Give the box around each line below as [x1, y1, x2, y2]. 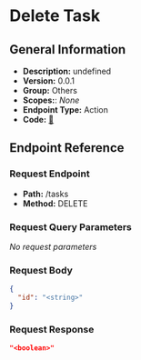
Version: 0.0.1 [22, 75, 76, 86]
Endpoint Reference [9, 140, 125, 155]
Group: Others [22, 85, 77, 95]
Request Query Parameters [9, 220, 132, 233]
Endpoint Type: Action [22, 105, 109, 115]
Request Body [9, 264, 73, 276]
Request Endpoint [9, 167, 90, 180]
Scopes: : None [22, 95, 80, 105]
